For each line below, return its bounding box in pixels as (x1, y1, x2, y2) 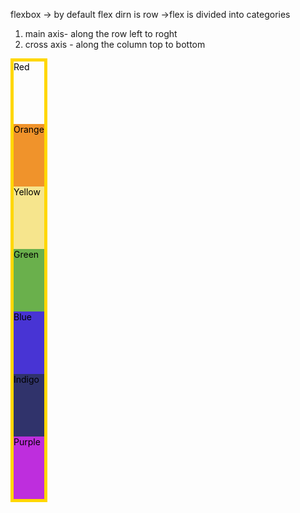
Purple (13, 436, 41, 448)
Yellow (13, 186, 41, 198)
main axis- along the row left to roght (24, 28, 178, 39)
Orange (13, 124, 45, 135)
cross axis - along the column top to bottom (24, 39, 206, 50)
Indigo (13, 374, 40, 385)
